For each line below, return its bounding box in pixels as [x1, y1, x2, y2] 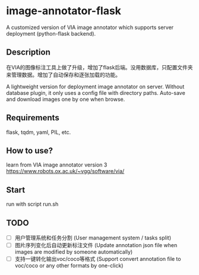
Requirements [6, 113, 59, 123]
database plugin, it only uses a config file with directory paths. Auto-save [6, 89, 185, 96]
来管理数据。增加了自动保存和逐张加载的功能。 [6, 71, 121, 78]
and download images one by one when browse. [6, 95, 125, 103]
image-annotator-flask [6, 4, 122, 18]
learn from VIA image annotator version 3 [6, 161, 108, 168]
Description [6, 47, 50, 57]
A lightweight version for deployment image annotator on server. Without [6, 83, 185, 90]
